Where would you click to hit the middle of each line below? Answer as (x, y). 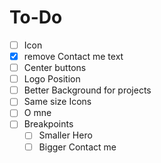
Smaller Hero (65, 135)
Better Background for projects (87, 90)
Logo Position (52, 79)
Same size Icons (57, 102)
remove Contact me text (73, 56)
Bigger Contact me (77, 147)
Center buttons (55, 68)
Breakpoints (48, 124)
